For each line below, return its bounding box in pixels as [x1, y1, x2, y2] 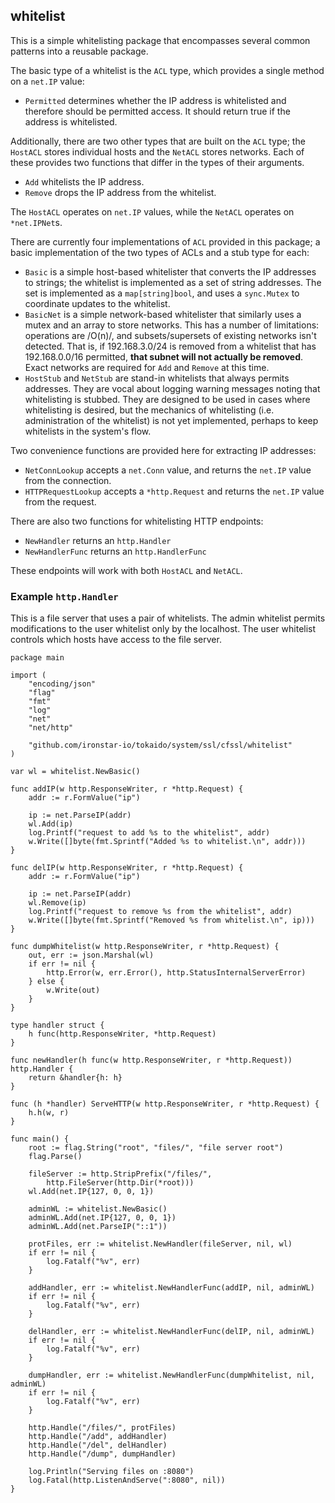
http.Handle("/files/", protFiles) [28, 1423, 177, 1433]
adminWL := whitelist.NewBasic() [28, 1204, 168, 1214]
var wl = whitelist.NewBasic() [10, 767, 141, 777]
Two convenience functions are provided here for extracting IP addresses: [10, 444, 317, 456]
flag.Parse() [28, 1152, 83, 1162]
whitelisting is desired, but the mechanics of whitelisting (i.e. [24, 404, 275, 416]
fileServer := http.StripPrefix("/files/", [28, 1169, 213, 1179]
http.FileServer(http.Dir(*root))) [46, 1178, 195, 1188]
